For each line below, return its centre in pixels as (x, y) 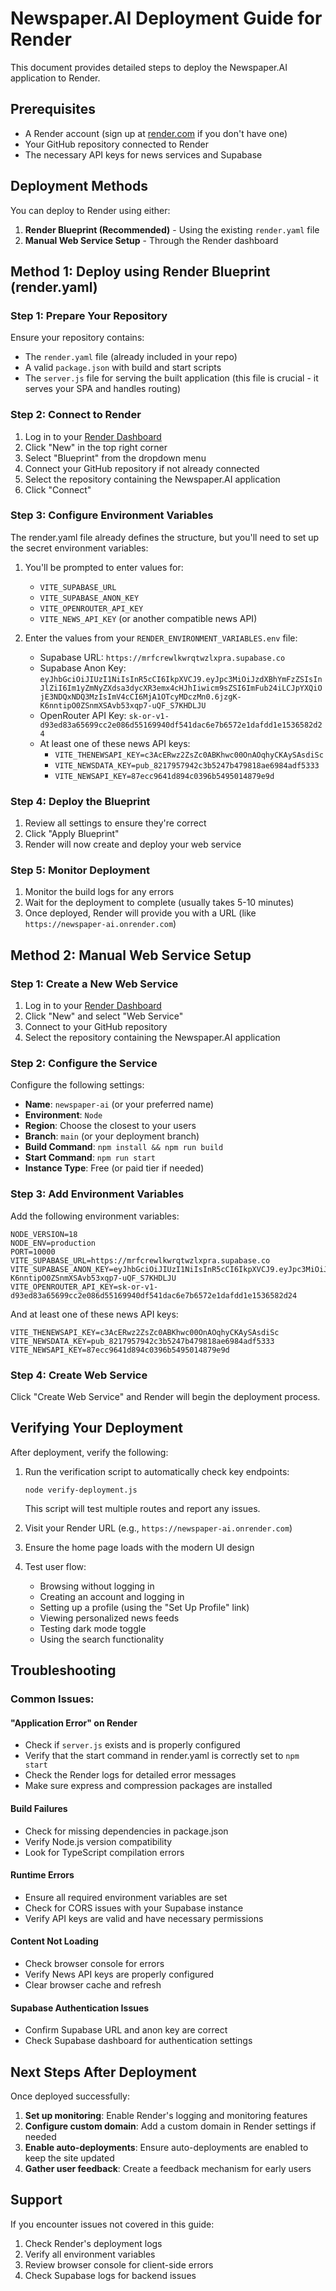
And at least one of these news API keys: (94, 1314)
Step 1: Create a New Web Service (94, 984)
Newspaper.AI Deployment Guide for (166, 18)
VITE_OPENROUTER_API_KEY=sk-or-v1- (84, 1287)
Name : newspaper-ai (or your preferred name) (119, 1104)
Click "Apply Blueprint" (72, 834)
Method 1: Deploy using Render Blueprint (140, 271)
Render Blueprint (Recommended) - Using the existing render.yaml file (172, 229)
